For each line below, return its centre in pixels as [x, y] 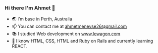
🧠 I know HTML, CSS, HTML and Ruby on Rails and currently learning [82, 41]
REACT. [20, 46]
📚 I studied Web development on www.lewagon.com [66, 34]
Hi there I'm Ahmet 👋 [30, 8]
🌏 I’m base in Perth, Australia [42, 19]
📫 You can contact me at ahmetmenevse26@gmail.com [69, 26]
